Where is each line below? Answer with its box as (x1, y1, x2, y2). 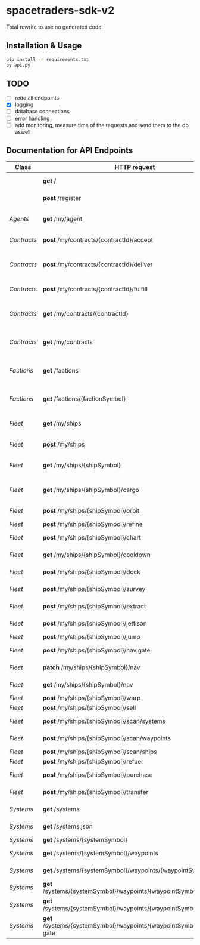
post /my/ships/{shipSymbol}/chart (42, 534, 141, 542)
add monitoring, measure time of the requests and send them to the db (14, 121, 189, 128)
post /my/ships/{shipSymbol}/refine (42, 520, 143, 528)
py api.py (6, 62, 31, 68)
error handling (14, 115, 50, 122)
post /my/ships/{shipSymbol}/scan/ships (42, 747, 157, 756)
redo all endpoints (14, 94, 60, 101)
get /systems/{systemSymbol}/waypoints (42, 849, 159, 857)
